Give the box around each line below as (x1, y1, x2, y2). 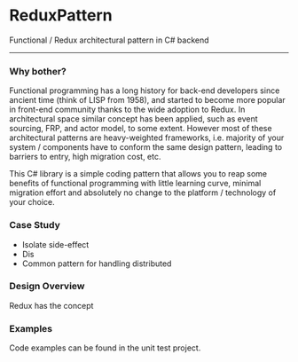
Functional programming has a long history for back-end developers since (9, 85, 280, 96)
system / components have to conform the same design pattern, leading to (9, 142, 282, 153)
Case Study (9, 219, 60, 232)
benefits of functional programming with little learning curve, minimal (9, 178, 262, 189)
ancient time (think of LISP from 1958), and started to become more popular (9, 95, 286, 106)
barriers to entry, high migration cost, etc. (9, 152, 161, 162)
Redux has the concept (9, 300, 94, 311)
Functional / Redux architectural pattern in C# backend (9, 35, 210, 45)
